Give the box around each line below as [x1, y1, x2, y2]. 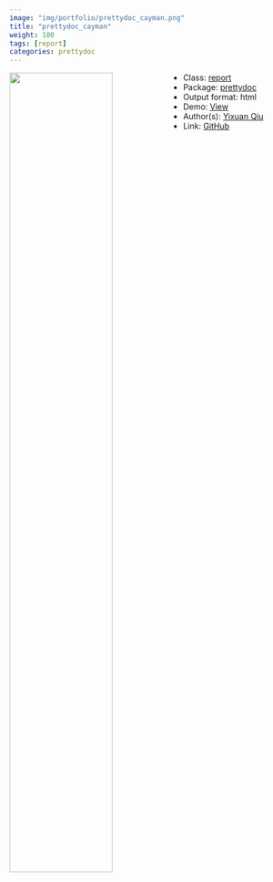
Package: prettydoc [183, 82, 258, 93]
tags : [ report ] [9, 38, 67, 48]
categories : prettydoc [9, 47, 96, 56]
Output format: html [183, 92, 258, 103]
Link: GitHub [183, 120, 230, 132]
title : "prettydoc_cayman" [9, 22, 112, 31]
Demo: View [183, 101, 229, 112]
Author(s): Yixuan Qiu [183, 111, 264, 122]
